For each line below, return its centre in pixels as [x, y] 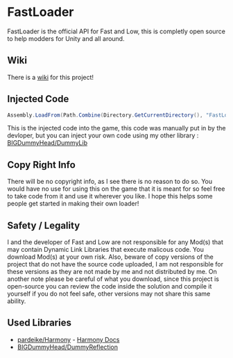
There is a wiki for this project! [51, 77]
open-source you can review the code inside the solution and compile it [110, 287]
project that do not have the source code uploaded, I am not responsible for [115, 264]
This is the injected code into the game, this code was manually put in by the [116, 128]
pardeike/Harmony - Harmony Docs [68, 339]
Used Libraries [39, 323]
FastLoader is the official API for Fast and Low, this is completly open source [116, 31]
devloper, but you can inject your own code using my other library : [103, 135]
